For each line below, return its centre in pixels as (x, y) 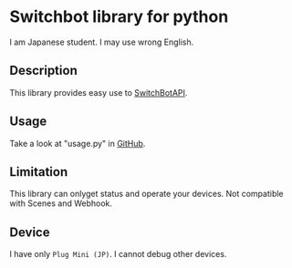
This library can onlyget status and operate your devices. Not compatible (147, 194)
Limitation (39, 172)
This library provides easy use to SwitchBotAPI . (99, 92)
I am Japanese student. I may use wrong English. (102, 42)
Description (43, 71)
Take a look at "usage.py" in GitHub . (78, 143)
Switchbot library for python (119, 17)
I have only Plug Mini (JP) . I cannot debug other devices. (118, 254)
